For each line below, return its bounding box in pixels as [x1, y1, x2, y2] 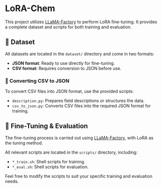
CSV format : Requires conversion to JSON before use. [12, 65, 122, 71]
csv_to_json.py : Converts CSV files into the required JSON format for [12, 103, 151, 109]
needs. [5, 178, 19, 184]
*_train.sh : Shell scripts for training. [12, 159, 86, 164]
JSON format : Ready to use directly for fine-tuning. [12, 60, 115, 66]
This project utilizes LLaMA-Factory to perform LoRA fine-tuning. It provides [5, 19, 158, 25]
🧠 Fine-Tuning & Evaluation [5, 122, 88, 130]
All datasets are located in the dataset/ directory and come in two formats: [5, 51, 154, 57]
